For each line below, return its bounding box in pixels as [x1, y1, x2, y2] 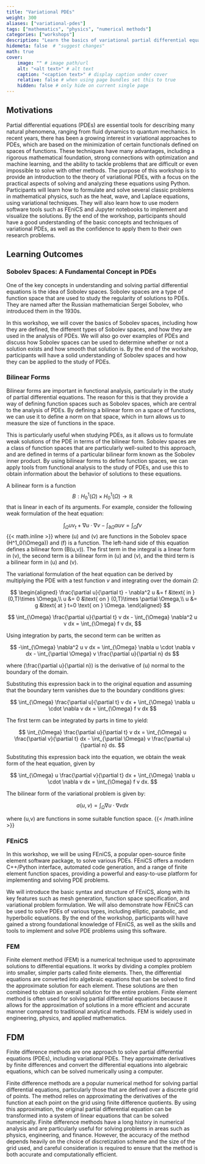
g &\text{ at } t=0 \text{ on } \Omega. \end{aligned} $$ [34, 602, 171, 609]
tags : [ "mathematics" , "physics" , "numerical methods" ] [6, 26, 151, 32]
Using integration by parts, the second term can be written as [6, 632, 161, 639]
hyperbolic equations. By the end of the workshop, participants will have [6, 914, 189, 921]
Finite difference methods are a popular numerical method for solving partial [6, 1080, 198, 1087]
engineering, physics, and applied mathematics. [6, 1015, 127, 1022]
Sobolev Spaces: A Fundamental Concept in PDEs [6, 268, 157, 276]
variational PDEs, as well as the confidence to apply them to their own [6, 225, 182, 232]
